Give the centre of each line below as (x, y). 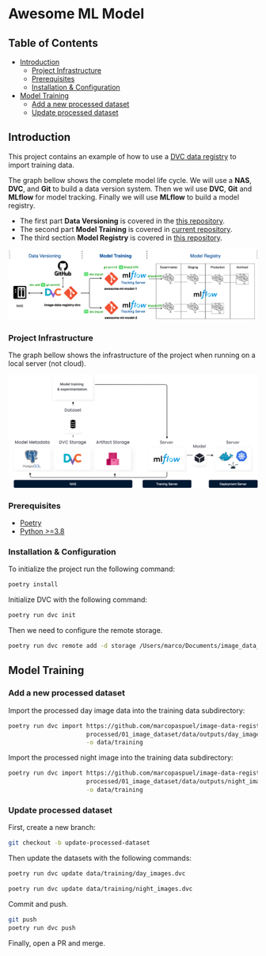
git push (23, 920)
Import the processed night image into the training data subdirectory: (121, 758)
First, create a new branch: (52, 828)
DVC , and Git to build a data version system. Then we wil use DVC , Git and (130, 189)
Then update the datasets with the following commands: (100, 858)
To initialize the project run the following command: (92, 569)
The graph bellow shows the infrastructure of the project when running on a (132, 355)
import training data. (42, 165)
